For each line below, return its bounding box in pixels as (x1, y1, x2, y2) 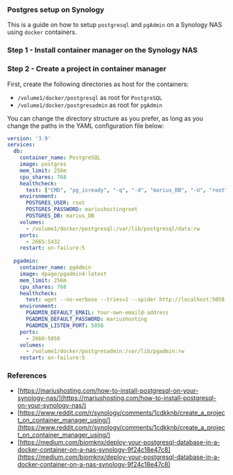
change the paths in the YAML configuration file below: (7, 122, 164, 130)
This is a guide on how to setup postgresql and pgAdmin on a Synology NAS (7, 21, 223, 29)
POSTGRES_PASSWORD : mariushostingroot (25, 206, 138, 213)
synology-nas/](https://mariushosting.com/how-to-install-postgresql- (17, 394, 217, 402)
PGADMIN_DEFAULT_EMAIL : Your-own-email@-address (25, 309, 169, 317)
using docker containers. (7, 28, 78, 36)
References (7, 371, 47, 381)
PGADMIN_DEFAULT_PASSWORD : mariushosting (25, 316, 148, 323)
